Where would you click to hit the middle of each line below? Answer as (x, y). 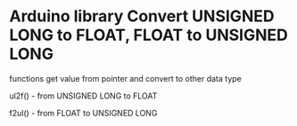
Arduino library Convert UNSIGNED (142, 16)
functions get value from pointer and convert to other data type (126, 78)
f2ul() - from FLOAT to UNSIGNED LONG (83, 113)
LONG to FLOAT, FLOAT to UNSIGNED (148, 35)
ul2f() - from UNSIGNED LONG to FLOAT (83, 96)
